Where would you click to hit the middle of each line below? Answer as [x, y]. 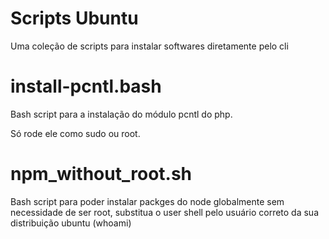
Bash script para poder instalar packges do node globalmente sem [147, 201]
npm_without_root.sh [101, 174]
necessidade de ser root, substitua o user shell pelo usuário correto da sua [165, 212]
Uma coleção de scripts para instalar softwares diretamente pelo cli [149, 46]
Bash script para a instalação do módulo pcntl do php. [121, 114]
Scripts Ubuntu [74, 18]
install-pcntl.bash [86, 86]
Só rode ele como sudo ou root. [75, 133]
